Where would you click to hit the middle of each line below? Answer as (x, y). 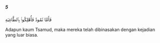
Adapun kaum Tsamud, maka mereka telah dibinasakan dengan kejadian (80, 29)
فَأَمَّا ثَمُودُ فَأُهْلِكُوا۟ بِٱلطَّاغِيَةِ (28, 19)
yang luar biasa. (22, 34)
